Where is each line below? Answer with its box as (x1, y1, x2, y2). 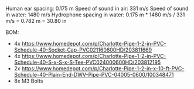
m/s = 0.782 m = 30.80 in (5, 18, 67, 24)
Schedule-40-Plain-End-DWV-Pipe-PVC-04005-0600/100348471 (13, 71, 174, 78)
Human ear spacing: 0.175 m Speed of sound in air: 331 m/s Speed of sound (5, 5, 189, 12)
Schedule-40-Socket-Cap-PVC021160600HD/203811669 (13, 46, 152, 53)
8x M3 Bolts (13, 77, 43, 84)
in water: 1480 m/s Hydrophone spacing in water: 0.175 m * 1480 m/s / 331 (5, 11, 185, 18)
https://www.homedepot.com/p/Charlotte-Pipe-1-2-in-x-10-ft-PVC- (21, 65, 185, 72)
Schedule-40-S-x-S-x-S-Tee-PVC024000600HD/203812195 (13, 59, 161, 66)
